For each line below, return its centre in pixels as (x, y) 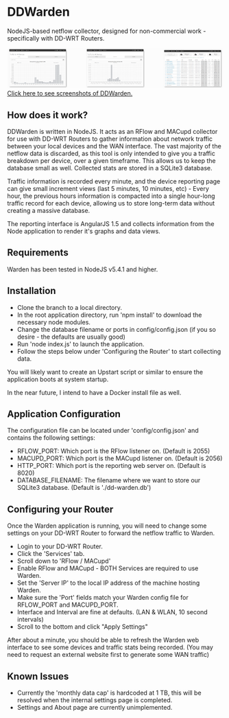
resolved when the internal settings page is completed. (95, 700)
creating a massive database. (49, 210)
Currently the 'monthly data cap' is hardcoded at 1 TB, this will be (109, 693)
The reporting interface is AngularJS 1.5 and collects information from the (111, 223)
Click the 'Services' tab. (51, 554)
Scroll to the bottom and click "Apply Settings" (83, 627)
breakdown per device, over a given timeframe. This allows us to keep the (111, 160)
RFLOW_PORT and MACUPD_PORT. (68, 605)
